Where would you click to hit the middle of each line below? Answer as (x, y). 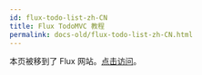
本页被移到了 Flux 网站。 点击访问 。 (76, 61)
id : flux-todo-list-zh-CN (58, 18)
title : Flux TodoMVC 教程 (57, 26)
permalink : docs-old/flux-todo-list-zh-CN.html (101, 34)
